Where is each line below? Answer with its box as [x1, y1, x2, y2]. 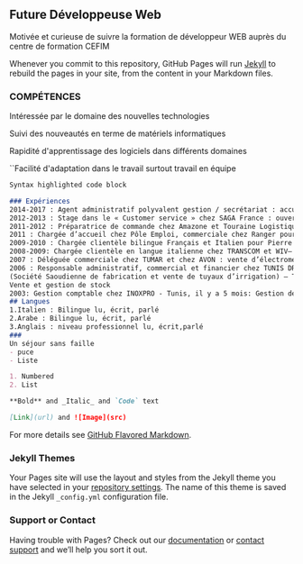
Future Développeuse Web [9, 7, 162, 23]
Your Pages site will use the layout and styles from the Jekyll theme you [9, 472, 277, 483]
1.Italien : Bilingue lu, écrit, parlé [9, 305, 160, 314]
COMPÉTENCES [9, 90, 81, 103]
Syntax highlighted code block [9, 180, 127, 190]
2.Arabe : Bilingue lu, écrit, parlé [9, 314, 151, 323]
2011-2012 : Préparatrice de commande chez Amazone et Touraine [9, 222, 256, 231]
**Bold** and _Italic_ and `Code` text [9, 396, 160, 406]
